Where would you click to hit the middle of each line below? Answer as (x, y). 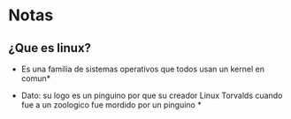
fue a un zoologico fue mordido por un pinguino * (111, 105)
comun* (36, 78)
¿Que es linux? (50, 48)
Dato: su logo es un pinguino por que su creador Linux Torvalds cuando (152, 95)
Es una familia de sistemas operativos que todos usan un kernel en (142, 69)
